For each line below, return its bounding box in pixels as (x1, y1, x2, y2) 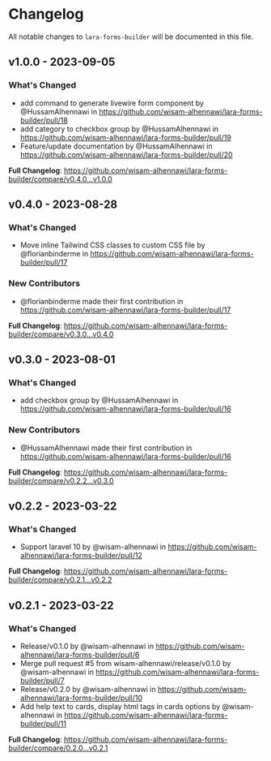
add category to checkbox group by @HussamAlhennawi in (19, 123, 219, 134)
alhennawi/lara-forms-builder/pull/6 (19, 650, 140, 660)
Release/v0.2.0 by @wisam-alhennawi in (19, 684, 156, 694)
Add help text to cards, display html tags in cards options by (19, 701, 221, 711)
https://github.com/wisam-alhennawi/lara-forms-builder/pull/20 (19, 149, 233, 159)
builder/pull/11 (19, 719, 67, 729)
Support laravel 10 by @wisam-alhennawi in (19, 542, 167, 552)
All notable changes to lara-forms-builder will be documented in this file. (8, 32, 254, 41)
